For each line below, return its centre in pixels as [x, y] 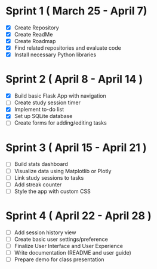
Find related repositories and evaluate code [68, 48]
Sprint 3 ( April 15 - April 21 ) [76, 147]
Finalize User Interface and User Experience [69, 246]
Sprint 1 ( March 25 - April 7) [76, 11]
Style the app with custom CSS [52, 191]
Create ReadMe [33, 34]
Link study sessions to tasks [49, 177]
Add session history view [45, 232]
